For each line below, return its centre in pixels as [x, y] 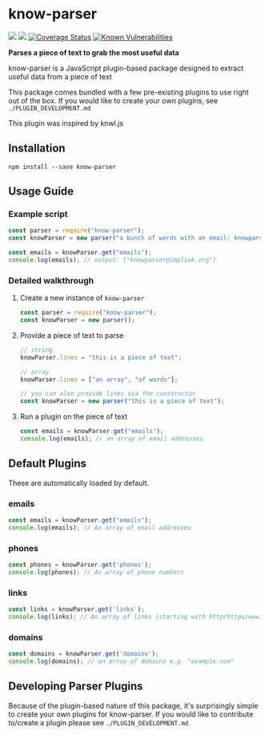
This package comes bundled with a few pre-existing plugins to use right [129, 92]
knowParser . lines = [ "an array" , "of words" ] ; [99, 380]
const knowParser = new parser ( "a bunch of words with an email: [119, 238]
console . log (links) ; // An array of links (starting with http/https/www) [136, 617]
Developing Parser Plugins [76, 687]
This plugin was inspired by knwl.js [66, 123]
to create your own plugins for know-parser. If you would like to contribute [131, 714]
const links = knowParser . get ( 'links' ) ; [77, 609]
